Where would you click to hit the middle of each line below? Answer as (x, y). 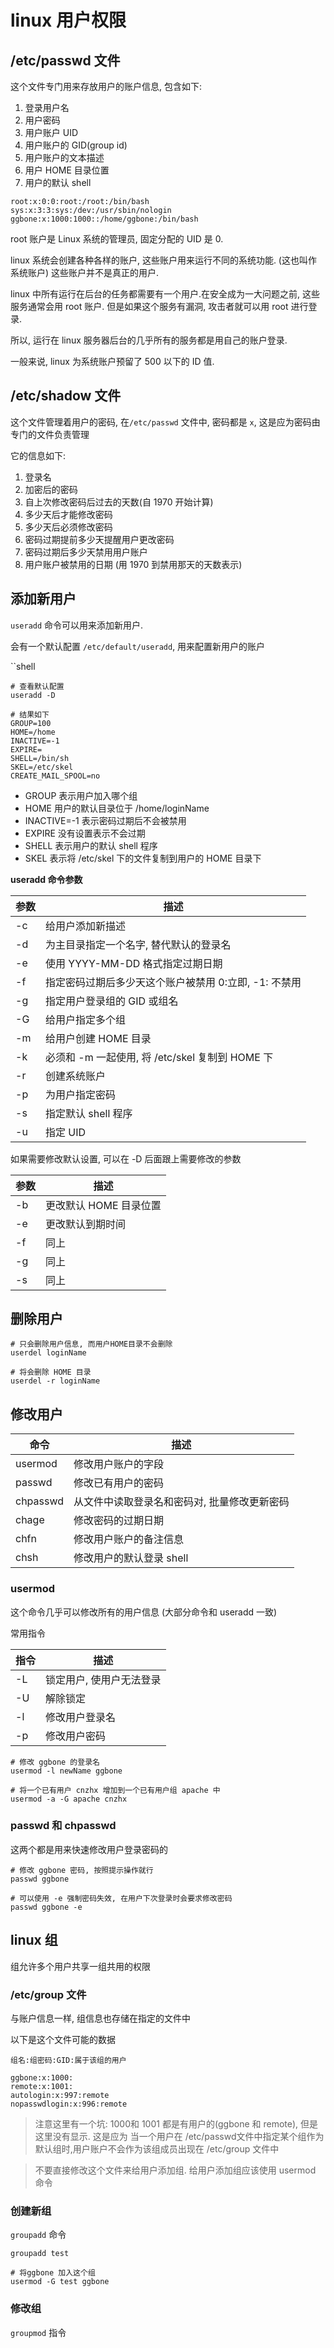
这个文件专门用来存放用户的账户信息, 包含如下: (106, 86)
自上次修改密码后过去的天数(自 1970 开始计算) (119, 502)
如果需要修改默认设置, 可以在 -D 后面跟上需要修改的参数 (126, 1158)
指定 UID (66, 1132)
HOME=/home (33, 732)
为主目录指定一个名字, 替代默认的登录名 (138, 944)
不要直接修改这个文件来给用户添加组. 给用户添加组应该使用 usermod (175, 2170)
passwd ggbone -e (46, 1907)
